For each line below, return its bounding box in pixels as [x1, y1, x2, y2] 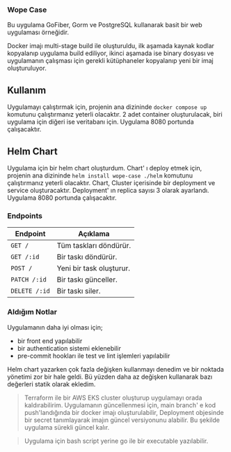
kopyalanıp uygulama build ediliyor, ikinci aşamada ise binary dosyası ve [7, 49, 214, 57]
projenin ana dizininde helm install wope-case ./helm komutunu [7, 171, 193, 180]
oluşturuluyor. [7, 64, 47, 73]
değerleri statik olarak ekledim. [7, 379, 96, 388]
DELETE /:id [10, 287, 51, 295]
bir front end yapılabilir [17, 337, 83, 345]
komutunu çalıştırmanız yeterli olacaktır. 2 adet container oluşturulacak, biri [7, 110, 223, 119]
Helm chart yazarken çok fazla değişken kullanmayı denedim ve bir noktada [7, 365, 224, 373]
